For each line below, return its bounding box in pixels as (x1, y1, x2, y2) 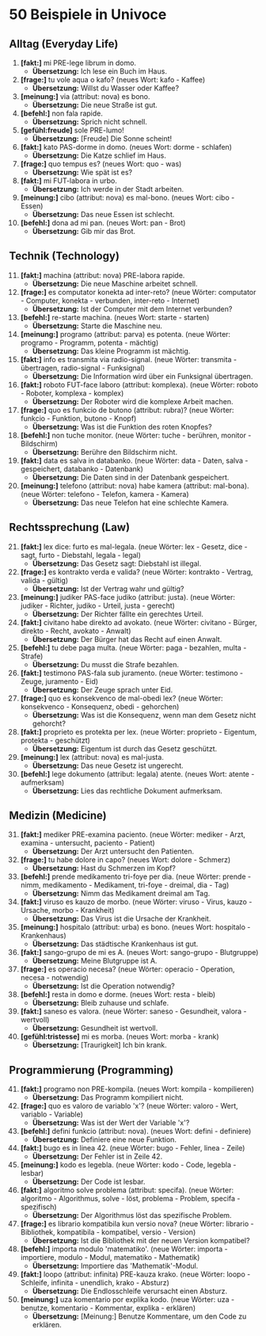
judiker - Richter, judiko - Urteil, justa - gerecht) (20, 601, 175, 610)
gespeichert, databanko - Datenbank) (20, 464, 143, 473)
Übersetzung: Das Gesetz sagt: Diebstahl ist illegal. (32, 559, 202, 568)
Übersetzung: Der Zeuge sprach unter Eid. (32, 685, 173, 694)
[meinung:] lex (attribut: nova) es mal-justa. (20, 752, 165, 762)
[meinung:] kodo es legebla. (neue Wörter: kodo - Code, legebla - (20, 1160, 237, 1170)
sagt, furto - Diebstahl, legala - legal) (20, 550, 142, 559)
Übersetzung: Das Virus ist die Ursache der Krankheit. (32, 914, 211, 924)
